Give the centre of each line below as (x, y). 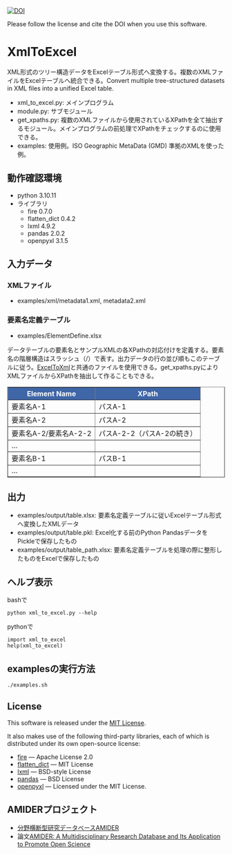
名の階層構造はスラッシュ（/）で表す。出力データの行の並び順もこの (105, 358)
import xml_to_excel (37, 640)
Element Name (51, 394)
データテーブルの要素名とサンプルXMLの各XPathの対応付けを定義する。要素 (116, 349)
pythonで (20, 627)
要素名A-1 (29, 406)
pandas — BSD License (50, 779)
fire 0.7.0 (40, 211)
